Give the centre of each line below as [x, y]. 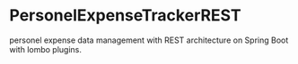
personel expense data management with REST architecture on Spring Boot [149, 40]
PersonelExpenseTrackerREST [125, 16]
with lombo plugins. [46, 49]
